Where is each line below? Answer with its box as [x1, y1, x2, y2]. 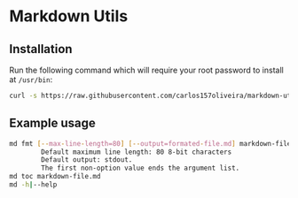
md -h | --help [9, 180, 58, 189]
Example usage [9, 116, 96, 131]
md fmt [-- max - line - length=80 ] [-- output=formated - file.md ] [9, 139, 237, 148]
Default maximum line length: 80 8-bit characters [41, 148, 232, 156]
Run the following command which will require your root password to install [9, 65, 284, 75]
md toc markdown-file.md [9, 172, 101, 181]
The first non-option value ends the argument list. [41, 164, 240, 173]
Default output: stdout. [41, 156, 133, 164]
